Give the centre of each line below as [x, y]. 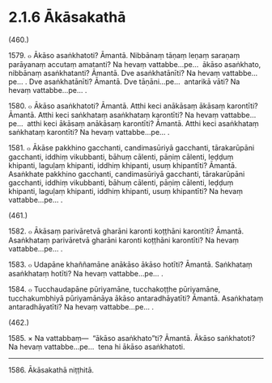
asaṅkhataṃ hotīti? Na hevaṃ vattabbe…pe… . [86, 273]
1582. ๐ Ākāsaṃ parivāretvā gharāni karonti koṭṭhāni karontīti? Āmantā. [126, 231]
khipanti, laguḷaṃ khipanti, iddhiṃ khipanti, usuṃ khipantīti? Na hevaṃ [125, 191]
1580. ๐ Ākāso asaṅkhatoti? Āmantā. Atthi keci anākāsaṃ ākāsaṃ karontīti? [133, 106]
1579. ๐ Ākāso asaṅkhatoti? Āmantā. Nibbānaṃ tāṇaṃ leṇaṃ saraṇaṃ [124, 55]
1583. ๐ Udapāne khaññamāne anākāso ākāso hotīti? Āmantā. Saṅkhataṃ [130, 264]
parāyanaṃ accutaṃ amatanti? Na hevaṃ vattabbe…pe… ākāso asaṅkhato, [135, 64]
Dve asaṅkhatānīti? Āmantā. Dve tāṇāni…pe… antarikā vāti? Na [134, 82]
